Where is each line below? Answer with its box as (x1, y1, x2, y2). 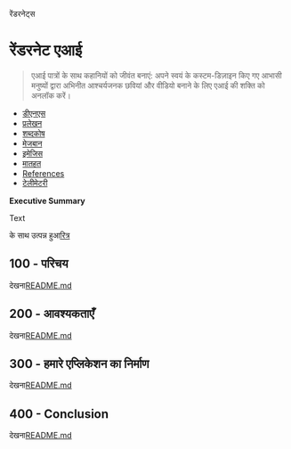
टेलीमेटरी (21, 177, 48, 188)
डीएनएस (21, 108, 46, 118)
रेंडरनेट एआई (9, 40, 83, 61)
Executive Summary (9, 195, 86, 206)
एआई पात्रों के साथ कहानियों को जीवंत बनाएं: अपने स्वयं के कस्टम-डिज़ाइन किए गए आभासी (30, 69, 282, 80)
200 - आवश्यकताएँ (9, 306, 95, 322)
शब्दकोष (21, 127, 45, 138)
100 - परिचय (9, 257, 69, 272)
